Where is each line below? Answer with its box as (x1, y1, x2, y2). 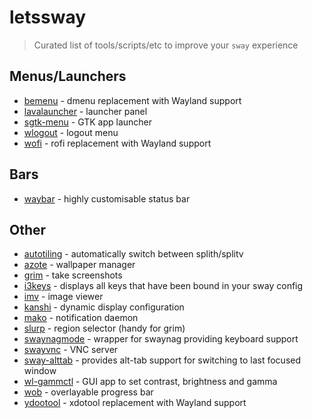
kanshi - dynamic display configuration (23, 301, 185, 313)
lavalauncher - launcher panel (23, 105, 148, 117)
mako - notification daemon (23, 312, 139, 324)
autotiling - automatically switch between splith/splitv (23, 248, 244, 260)
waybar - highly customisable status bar (23, 192, 191, 205)
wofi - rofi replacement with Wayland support (23, 137, 212, 149)
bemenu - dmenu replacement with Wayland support (23, 94, 242, 106)
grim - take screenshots (23, 269, 123, 281)
